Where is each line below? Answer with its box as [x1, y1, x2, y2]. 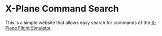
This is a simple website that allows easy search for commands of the [5, 19, 150, 25]
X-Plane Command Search [5, 3, 119, 14]
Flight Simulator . [18, 24, 52, 30]
